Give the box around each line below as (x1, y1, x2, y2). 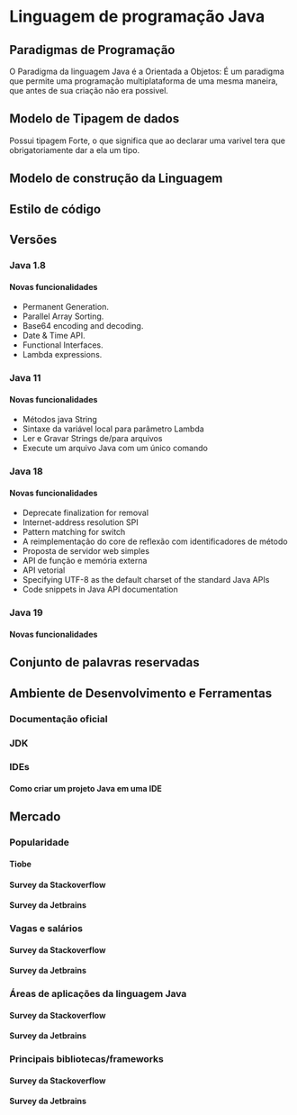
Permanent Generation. (22, 302, 110, 313)
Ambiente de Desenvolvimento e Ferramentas (9, 685, 273, 701)
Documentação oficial (9, 712, 108, 725)
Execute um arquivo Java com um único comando (22, 443, 209, 454)
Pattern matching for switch (22, 527, 126, 538)
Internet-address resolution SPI (22, 517, 139, 528)
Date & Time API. (22, 331, 85, 341)
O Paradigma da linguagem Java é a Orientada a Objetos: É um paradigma (9, 66, 285, 77)
